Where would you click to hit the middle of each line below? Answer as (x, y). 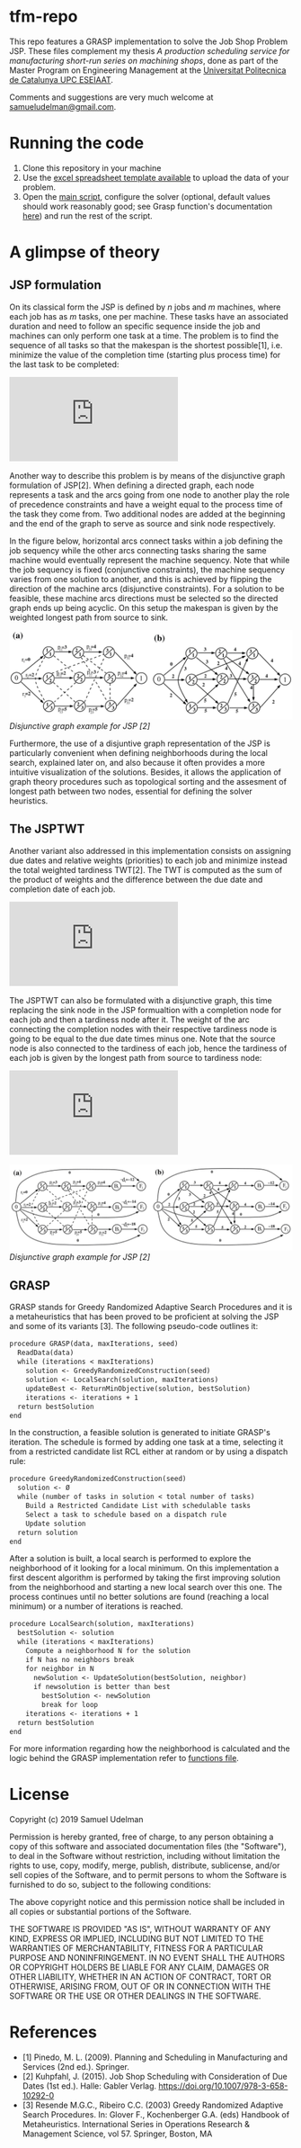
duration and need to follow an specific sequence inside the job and (135, 326)
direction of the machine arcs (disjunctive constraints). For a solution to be (147, 589)
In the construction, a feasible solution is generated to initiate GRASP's (140, 1433)
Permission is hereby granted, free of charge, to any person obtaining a (142, 1837)
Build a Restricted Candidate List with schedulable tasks (138, 1506)
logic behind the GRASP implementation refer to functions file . (124, 1758)
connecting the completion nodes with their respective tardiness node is (143, 1029)
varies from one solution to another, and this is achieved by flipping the (141, 579)
